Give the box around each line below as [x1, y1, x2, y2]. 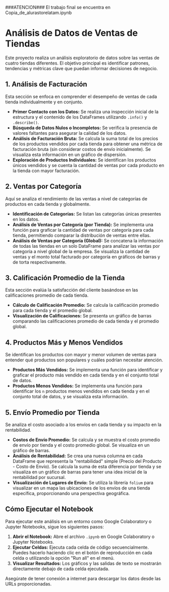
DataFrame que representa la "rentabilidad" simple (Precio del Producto [12, 458, 162, 464]
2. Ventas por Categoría [5, 182, 82, 191]
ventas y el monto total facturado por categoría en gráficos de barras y [12, 253, 160, 259]
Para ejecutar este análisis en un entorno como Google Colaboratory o [5, 518, 152, 524]
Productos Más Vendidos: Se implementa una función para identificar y [12, 367, 163, 373]
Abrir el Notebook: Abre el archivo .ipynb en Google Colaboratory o [12, 533, 155, 540]
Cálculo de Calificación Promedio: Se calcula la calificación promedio [12, 302, 159, 308]
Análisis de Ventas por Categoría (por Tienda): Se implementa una [12, 222, 154, 228]
